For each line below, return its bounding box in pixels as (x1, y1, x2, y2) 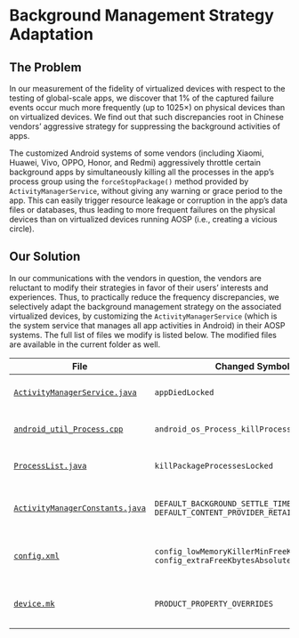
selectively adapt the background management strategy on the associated (9, 301, 282, 311)
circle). (9, 223, 35, 234)
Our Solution (9, 249, 81, 264)
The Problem (9, 60, 82, 75)
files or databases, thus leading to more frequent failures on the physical (9, 205, 276, 214)
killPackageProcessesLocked (154, 460, 274, 471)
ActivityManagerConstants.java (13, 503, 147, 513)
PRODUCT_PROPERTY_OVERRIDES (154, 598, 274, 609)
